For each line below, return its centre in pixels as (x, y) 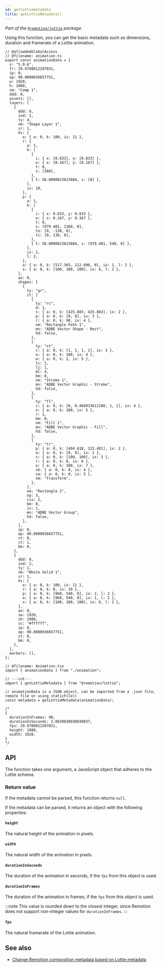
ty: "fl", (45, 401)
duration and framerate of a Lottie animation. (50, 42)
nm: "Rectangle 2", (46, 491)
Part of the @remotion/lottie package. (44, 28)
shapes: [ (28, 282)
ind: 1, (26, 116)
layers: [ (19, 103)
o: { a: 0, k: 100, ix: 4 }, (65, 355)
